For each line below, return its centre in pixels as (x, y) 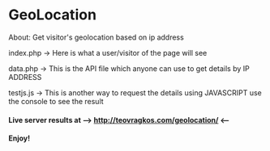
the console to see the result (56, 101)
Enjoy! (19, 138)
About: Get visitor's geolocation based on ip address (96, 37)
